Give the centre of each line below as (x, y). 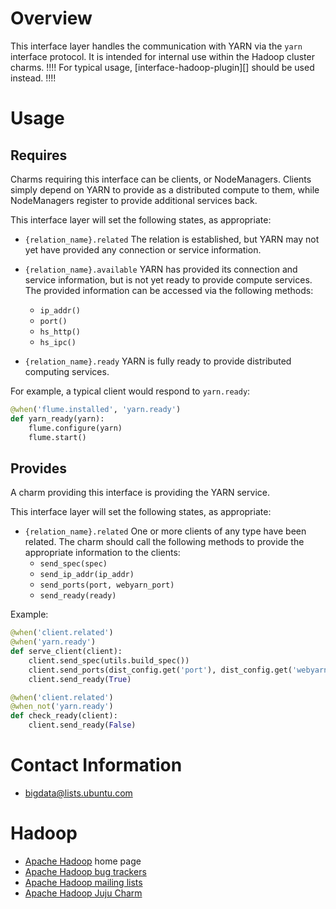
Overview (51, 18)
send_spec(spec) (73, 564)
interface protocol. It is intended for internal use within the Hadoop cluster (162, 56)
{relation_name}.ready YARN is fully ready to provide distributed (158, 361)
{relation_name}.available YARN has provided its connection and (161, 269)
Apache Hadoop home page (83, 861)
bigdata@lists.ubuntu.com (78, 793)
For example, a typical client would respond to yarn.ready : (130, 391)
